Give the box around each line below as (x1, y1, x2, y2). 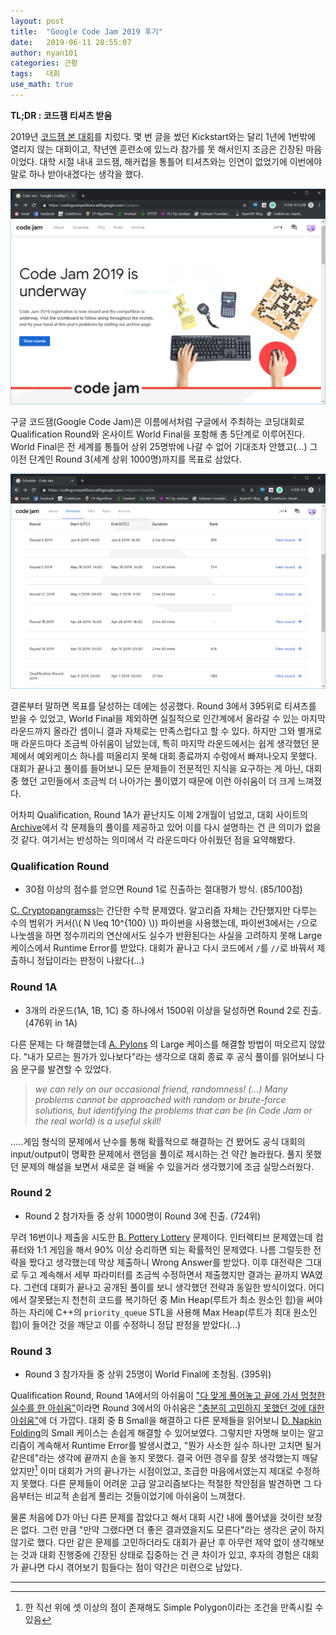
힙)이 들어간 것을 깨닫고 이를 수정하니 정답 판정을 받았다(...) (10, 1318, 242, 1330)
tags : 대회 (10, 69, 61, 79)
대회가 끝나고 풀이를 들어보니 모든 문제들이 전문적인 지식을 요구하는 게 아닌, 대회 (10, 762, 323, 774)
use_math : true (10, 80, 74, 90)
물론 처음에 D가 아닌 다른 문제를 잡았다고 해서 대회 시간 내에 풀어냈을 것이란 (10, 1511, 305, 1523)
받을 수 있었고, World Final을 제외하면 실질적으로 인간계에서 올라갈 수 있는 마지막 (10, 712, 326, 724)
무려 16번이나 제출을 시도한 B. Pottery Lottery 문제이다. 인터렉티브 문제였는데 (10, 1231, 313, 1243)
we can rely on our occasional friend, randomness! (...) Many (34, 1083, 288, 1095)
